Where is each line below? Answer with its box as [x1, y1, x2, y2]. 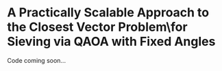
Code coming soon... [7, 56, 66, 64]
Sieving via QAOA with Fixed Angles [7, 34, 216, 49]
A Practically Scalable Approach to [7, 5, 210, 20]
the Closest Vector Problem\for [7, 19, 188, 35]
